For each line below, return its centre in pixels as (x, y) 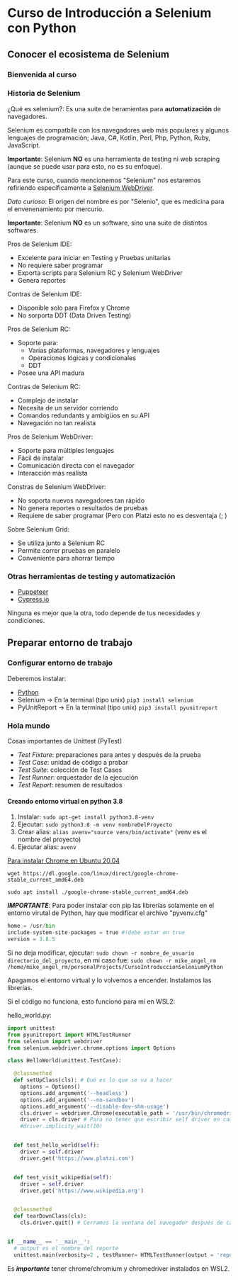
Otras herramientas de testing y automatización (91, 576)
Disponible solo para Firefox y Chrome (73, 308)
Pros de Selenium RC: (39, 329)
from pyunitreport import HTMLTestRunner (69, 1035)
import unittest (31, 1028)
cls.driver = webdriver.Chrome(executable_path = (95, 1113)
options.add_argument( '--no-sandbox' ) (77, 1100)
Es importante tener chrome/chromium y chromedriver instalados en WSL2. (119, 1268)
